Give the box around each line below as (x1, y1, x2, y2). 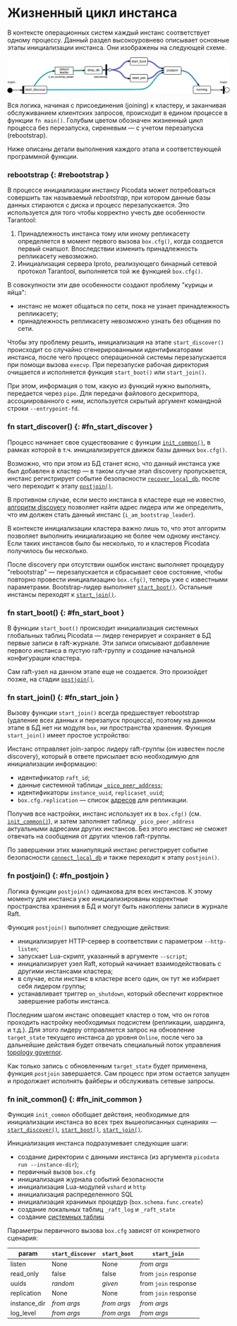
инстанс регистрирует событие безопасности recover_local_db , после (7, 474, 220, 483)
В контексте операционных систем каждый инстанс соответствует (7, 28, 210, 37)
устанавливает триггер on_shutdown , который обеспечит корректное (17, 989, 224, 998)
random (51, 1279, 75, 1288)
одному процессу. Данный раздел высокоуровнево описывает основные (7, 35, 230, 44)
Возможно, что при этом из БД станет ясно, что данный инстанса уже (7, 459, 220, 467)
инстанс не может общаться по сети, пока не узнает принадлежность (17, 302, 230, 311)
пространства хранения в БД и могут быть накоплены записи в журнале (7, 902, 228, 910)
